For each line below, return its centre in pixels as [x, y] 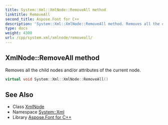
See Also [19, 95]
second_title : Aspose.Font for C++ [42, 19]
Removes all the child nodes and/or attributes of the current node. [73, 70]
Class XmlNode [28, 107]
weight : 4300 [19, 33]
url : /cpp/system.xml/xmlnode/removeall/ [49, 38]
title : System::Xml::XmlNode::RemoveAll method [56, 10]
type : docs [16, 28]
